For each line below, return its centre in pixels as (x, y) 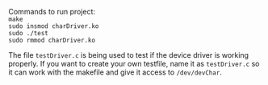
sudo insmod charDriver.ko (54, 26)
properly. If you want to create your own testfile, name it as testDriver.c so (134, 64)
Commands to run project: (52, 12)
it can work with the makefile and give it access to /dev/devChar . (115, 72)
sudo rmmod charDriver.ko (52, 40)
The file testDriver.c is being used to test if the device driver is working (128, 55)
